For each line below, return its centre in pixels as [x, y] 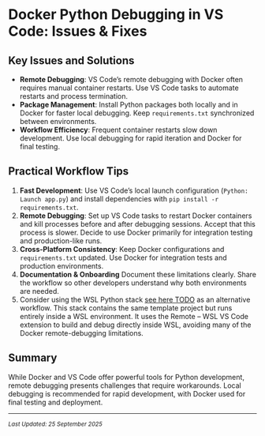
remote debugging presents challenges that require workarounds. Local [125, 385]
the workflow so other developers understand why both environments [133, 283]
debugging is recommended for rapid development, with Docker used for [127, 393]
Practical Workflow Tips [69, 171]
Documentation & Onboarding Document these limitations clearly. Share [138, 274]
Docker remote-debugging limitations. [81, 333]
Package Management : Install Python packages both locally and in [129, 105]
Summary [33, 358]
